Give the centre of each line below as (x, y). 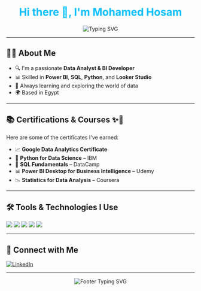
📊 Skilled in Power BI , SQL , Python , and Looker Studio (83, 77)
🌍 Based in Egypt (37, 92)
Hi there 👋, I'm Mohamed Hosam (100, 12)
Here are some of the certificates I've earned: (62, 137)
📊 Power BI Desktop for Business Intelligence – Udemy (84, 171)
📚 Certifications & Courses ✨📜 (65, 120)
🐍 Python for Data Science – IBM (56, 157)
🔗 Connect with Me (42, 250)
